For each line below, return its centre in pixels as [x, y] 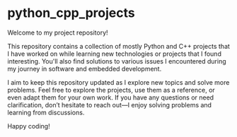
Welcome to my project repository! [58, 32]
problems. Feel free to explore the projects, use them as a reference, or [111, 90]
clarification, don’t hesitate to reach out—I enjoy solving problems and [110, 105]
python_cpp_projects [71, 13]
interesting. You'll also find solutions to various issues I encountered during [117, 61]
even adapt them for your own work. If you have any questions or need [111, 97]
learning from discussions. [46, 112]
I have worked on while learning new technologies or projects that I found [114, 54]
